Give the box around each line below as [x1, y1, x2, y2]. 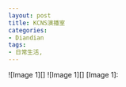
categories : [8, 26, 48, 34]
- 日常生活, [8, 48, 44, 56]
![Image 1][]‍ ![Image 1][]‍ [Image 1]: [8, 70, 119, 79]
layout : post [8, 11, 52, 20]
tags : [8, 41, 26, 49]
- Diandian [8, 33, 44, 42]
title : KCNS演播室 [8, 19, 66, 27]
